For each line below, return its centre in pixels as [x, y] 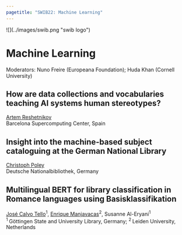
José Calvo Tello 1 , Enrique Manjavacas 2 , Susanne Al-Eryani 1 [78, 213]
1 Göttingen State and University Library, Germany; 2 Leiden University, [91, 220]
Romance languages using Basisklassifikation [91, 199]
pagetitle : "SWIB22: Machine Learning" [55, 12]
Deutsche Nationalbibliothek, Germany [52, 171]
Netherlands [21, 227]
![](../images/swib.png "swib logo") [48, 30]
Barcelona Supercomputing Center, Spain [56, 123]
